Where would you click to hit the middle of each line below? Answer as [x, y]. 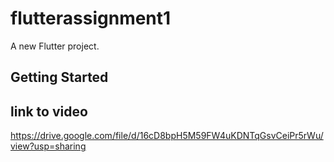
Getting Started [59, 77]
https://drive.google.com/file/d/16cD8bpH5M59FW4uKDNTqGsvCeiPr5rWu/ [167, 136]
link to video [49, 111]
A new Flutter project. [55, 46]
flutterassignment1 [91, 18]
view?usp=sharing [48, 146]
